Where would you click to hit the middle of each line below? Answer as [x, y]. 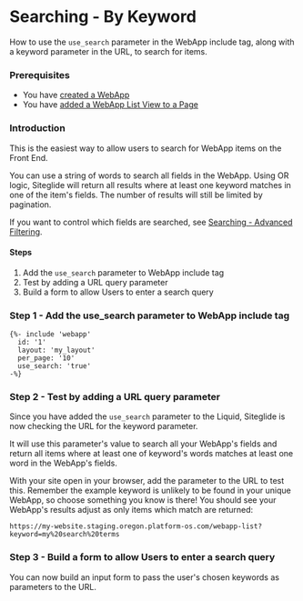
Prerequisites [40, 75]
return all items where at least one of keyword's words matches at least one [151, 454]
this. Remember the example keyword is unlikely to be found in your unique [150, 491]
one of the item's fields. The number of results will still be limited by [136, 195]
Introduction [37, 128]
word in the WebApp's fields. [64, 463]
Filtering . [26, 231]
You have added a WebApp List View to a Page [110, 105]
